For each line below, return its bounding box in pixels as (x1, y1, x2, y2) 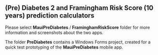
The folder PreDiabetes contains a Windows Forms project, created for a (5, 39, 151, 45)
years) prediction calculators (5, 12, 95, 20)
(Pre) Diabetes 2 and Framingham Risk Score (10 (5, 4, 154, 12)
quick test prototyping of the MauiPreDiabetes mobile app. (5, 44, 124, 50)
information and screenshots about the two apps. (5, 29, 103, 36)
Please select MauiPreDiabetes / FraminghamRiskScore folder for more (5, 24, 150, 30)
